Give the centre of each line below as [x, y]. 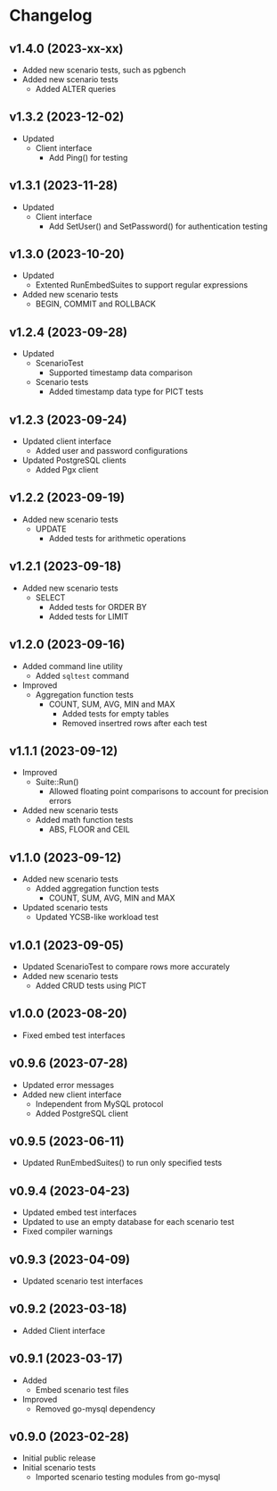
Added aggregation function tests [97, 889]
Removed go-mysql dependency [95, 1409]
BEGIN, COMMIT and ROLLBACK [96, 304]
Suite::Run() [57, 782]
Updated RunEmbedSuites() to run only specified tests [122, 1163]
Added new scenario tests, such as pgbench [104, 70]
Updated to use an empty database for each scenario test [128, 1222]
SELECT [50, 597]
